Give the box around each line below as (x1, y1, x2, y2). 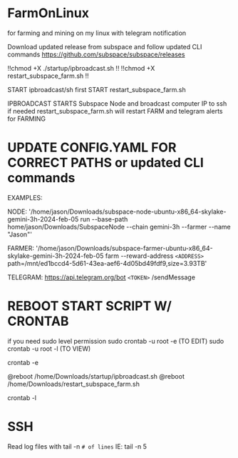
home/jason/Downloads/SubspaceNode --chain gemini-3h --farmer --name (7, 222, 231, 231)
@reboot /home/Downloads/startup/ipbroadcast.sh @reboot (7, 372, 185, 380)
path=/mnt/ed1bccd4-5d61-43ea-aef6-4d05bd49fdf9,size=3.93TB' (7, 259, 207, 267)
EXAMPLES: (7, 193, 43, 201)
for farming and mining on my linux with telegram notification (7, 29, 187, 37)
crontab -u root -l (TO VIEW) (7, 344, 91, 353)
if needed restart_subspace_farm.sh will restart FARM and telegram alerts (7, 106, 223, 115)
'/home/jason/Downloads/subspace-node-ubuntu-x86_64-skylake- (28, 207, 227, 216)
